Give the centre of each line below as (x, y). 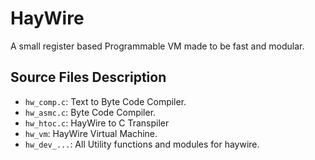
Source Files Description (88, 77)
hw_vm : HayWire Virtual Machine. (91, 133)
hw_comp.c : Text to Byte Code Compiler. (105, 101)
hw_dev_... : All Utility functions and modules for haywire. (142, 144)
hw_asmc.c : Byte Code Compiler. (90, 112)
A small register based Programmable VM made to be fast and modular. (157, 46)
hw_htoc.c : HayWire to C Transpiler (97, 123)
